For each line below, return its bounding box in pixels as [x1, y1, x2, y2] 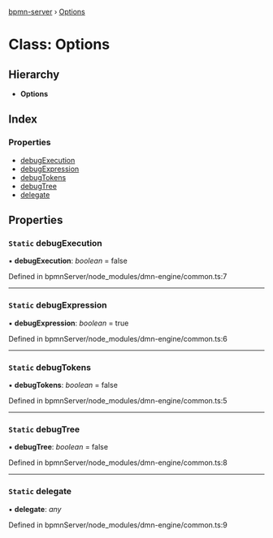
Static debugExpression [8, 299, 107, 311]
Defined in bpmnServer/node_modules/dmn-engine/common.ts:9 [8, 519, 227, 530]
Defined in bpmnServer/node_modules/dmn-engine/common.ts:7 [8, 272, 227, 282]
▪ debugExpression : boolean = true [8, 318, 129, 328]
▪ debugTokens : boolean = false [8, 380, 118, 390]
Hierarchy [8, 67, 60, 81]
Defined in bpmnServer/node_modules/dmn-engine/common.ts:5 [8, 395, 227, 405]
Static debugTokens [8, 361, 92, 372]
